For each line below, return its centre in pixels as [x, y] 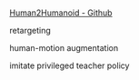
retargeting [30, 31]
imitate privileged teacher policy [69, 65]
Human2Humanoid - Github [61, 13]
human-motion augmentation [64, 48]
